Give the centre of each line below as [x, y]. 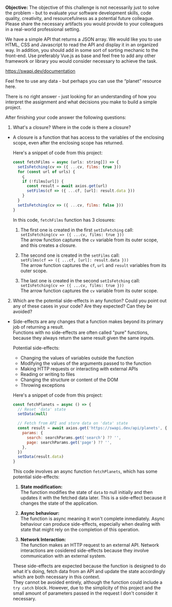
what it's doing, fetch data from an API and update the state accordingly [89, 572]
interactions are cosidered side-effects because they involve [84, 550]
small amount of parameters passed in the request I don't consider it [85, 593]
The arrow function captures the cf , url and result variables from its [93, 265]
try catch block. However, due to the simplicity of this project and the [87, 588]
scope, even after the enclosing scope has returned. [68, 143]
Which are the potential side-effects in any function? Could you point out [90, 300]
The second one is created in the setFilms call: [70, 255]
